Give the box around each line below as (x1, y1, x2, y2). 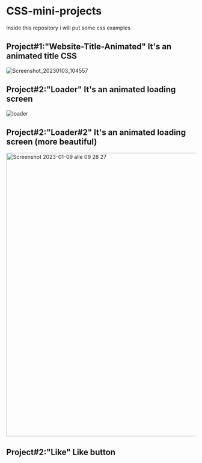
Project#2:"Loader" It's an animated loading (6, 84, 176, 95)
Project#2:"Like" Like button (6, 447, 116, 457)
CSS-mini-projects (6, 4, 102, 18)
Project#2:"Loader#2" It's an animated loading (6, 127, 186, 137)
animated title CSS (6, 51, 77, 61)
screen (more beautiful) (6, 137, 97, 147)
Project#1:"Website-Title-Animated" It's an (6, 42, 172, 52)
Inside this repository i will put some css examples (6, 24, 131, 31)
